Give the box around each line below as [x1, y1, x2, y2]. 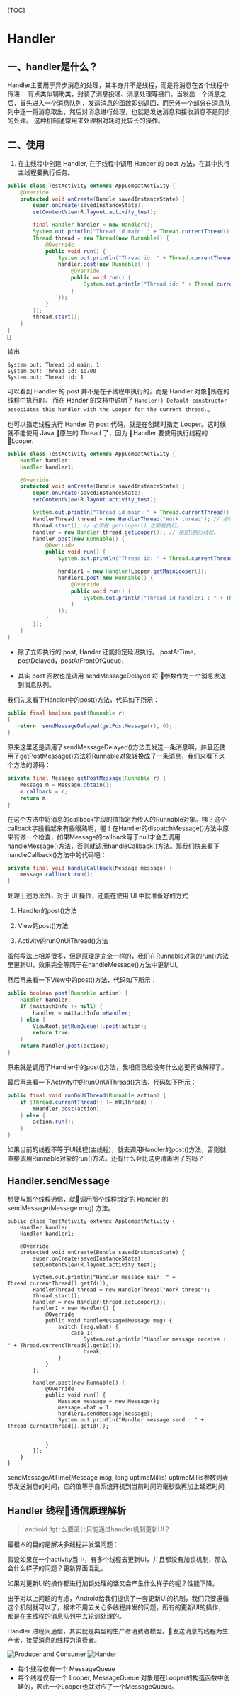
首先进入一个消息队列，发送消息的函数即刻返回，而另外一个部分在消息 [19, 99, 225, 107]
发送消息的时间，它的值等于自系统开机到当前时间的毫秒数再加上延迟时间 [13, 1482, 225, 1490]
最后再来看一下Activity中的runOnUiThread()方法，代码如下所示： [7, 1078, 197, 1086]
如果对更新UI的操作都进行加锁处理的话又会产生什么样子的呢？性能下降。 [7, 1579, 219, 1587]
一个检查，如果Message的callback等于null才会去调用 [25, 832, 181, 841]
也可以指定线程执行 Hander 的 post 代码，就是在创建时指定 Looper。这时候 [7, 420, 227, 428]
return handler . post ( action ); [20, 1042, 110, 1050]
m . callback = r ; [20, 788, 69, 795]
